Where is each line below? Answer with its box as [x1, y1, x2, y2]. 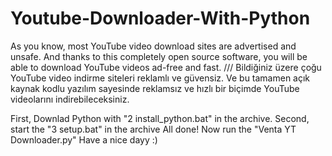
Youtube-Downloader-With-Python [10, 7, 311, 30]
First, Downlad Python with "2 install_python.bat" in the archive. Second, [10, 112, 310, 124]
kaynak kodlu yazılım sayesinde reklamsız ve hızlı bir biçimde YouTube [10, 82, 300, 94]
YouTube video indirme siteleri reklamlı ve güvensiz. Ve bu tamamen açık [10, 72, 311, 84]
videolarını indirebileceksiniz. [10, 93, 130, 105]
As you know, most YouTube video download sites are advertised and [10, 40, 297, 52]
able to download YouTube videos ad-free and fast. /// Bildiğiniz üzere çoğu [10, 61, 322, 73]
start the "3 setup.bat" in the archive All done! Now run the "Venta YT [10, 123, 297, 135]
